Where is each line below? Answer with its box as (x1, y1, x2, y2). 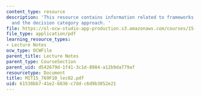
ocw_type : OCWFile (6, 48, 52, 54)
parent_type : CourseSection (6, 58, 77, 64)
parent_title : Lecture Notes (6, 53, 79, 59)
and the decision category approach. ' (11, 20, 111, 26)
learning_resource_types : (6, 36, 71, 42)
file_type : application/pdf (6, 31, 77, 37)
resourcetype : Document (6, 70, 66, 76)
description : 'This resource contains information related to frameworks (6, 14, 194, 20)
